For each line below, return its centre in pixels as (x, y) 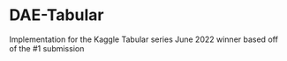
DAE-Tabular (57, 15)
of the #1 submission (47, 48)
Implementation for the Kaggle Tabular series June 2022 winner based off (143, 39)
